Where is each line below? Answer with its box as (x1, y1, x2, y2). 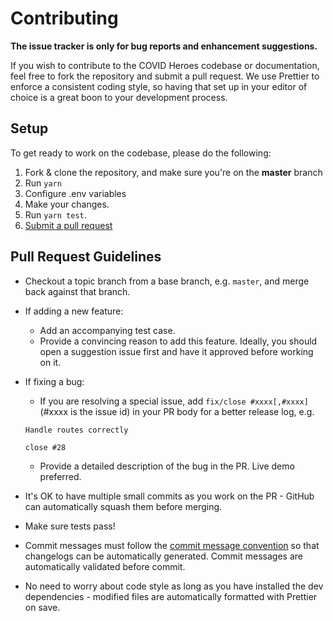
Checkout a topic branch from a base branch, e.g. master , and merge (24, 275, 310, 287)
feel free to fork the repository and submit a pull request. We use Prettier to (10, 70, 320, 82)
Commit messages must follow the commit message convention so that (24, 539, 320, 551)
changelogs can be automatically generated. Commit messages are (24, 550, 303, 562)
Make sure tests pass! (24, 520, 116, 532)
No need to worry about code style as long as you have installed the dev (24, 580, 324, 592)
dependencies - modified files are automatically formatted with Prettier (24, 590, 318, 602)
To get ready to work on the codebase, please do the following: (10, 147, 272, 159)
